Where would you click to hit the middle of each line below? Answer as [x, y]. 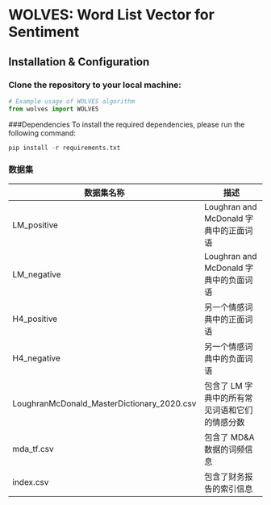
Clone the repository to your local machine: [95, 85]
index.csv [31, 482]
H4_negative [36, 358]
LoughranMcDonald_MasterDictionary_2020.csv [104, 403]
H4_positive [35, 319]
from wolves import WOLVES [54, 109]
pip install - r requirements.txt [65, 148]
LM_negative [37, 274]
